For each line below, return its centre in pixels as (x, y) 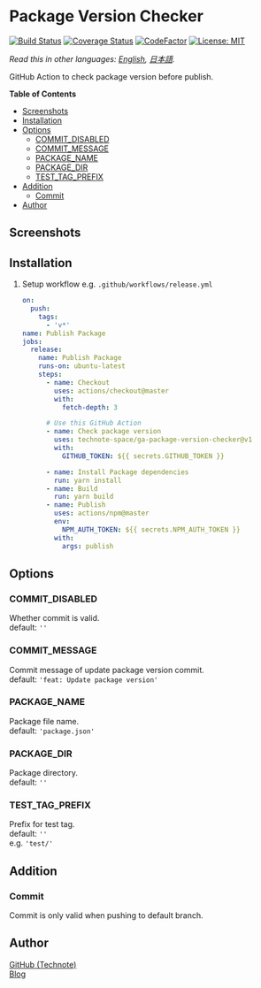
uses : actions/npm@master (102, 513)
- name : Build (72, 488)
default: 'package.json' (52, 731)
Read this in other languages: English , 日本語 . (92, 58)
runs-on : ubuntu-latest (82, 366)
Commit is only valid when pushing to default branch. (106, 915)
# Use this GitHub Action (93, 423)
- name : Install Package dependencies (117, 472)
